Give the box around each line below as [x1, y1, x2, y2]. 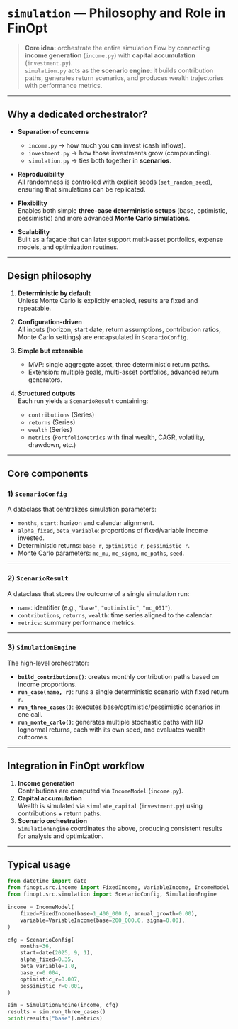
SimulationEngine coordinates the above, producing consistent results [17, 824, 222, 832]
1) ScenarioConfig [7, 488, 67, 498]
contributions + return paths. [17, 809, 102, 818]
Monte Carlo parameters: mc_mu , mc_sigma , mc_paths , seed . [17, 549, 185, 558]
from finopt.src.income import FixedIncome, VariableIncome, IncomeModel [7, 884, 230, 891]
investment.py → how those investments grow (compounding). [28, 148, 212, 157]
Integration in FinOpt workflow [7, 760, 145, 772]
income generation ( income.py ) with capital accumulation [24, 51, 196, 60]
